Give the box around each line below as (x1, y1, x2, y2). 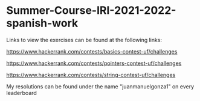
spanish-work (6, 16, 79, 30)
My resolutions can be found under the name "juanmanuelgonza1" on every (6, 82, 195, 90)
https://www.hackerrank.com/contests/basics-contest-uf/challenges (6, 47, 178, 55)
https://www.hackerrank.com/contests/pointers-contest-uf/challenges (6, 60, 182, 67)
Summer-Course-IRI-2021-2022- (6, 4, 176, 17)
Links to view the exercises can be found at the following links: (6, 36, 162, 43)
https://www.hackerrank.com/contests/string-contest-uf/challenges (6, 71, 176, 78)
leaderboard (6, 89, 37, 96)
